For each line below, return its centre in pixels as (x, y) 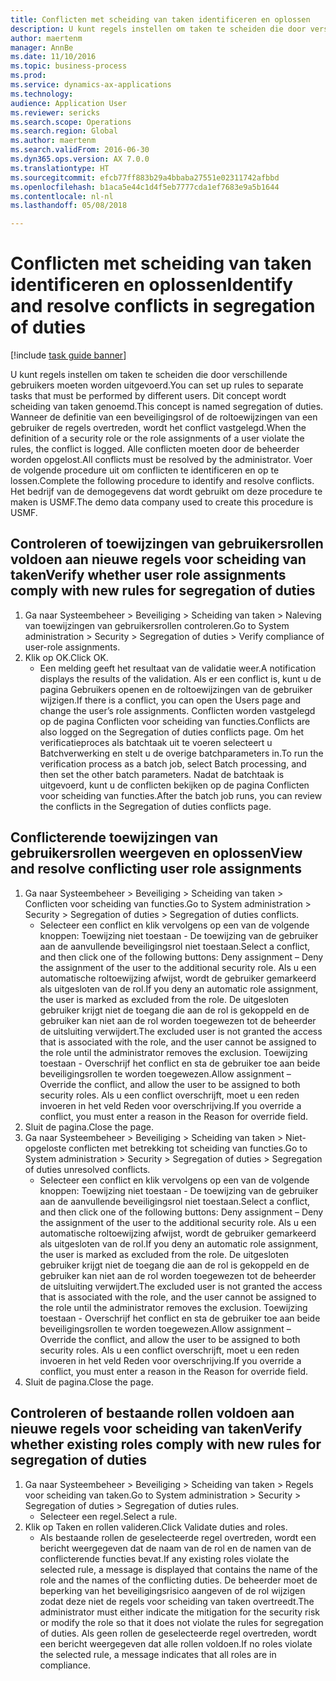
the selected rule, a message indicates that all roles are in (158, 1654)
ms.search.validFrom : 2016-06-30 (80, 150)
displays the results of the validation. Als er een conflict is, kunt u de (180, 678)
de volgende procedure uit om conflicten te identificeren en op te (145, 470)
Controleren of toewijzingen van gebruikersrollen (167, 544)
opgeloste (45, 1148)
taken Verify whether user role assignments (148, 575)
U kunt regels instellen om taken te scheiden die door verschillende (149, 375)
